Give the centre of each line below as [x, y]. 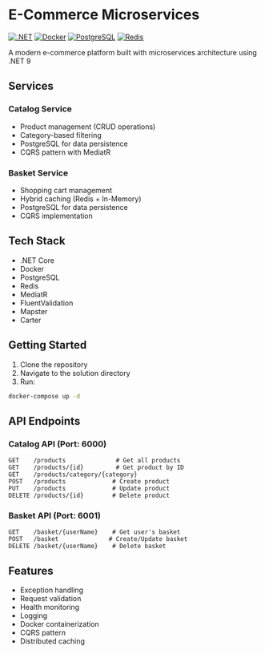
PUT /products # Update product [89, 489]
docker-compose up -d [44, 396]
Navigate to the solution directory [75, 373]
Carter [30, 320]
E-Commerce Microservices [104, 15]
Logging [34, 616]
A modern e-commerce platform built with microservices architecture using [133, 52]
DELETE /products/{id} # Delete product [89, 496]
